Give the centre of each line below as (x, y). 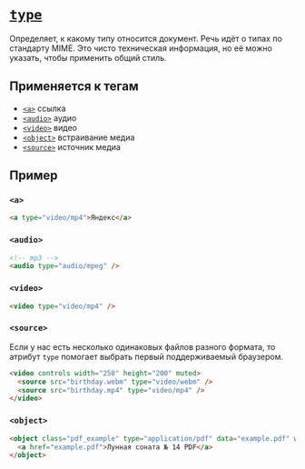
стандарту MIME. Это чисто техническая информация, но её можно (141, 48)
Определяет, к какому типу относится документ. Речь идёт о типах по (146, 38)
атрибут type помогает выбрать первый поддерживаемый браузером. (147, 356)
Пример (34, 176)
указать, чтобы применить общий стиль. (88, 57)
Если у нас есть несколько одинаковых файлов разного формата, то (143, 346)
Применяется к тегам (74, 87)
